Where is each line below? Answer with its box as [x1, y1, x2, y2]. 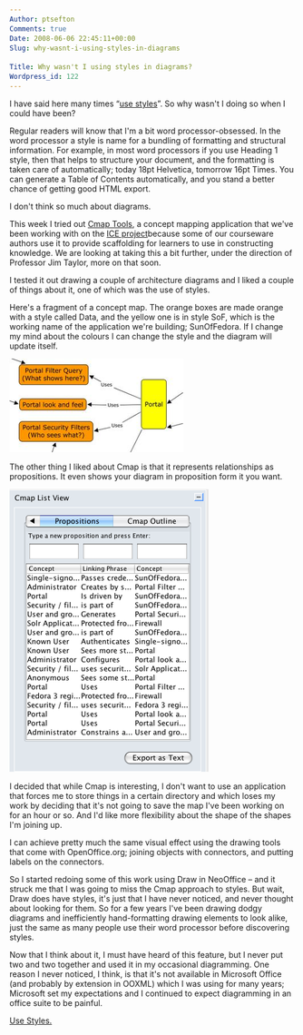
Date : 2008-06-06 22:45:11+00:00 [9, 34, 136, 43]
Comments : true [9, 24, 67, 34]
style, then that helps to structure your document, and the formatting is [9, 154, 275, 165]
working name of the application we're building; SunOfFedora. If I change [9, 320, 284, 331]
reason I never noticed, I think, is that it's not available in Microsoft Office [9, 968, 283, 980]
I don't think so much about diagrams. [9, 201, 151, 212]
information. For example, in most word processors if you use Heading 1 [9, 144, 279, 155]
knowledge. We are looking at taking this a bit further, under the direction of [9, 247, 293, 258]
